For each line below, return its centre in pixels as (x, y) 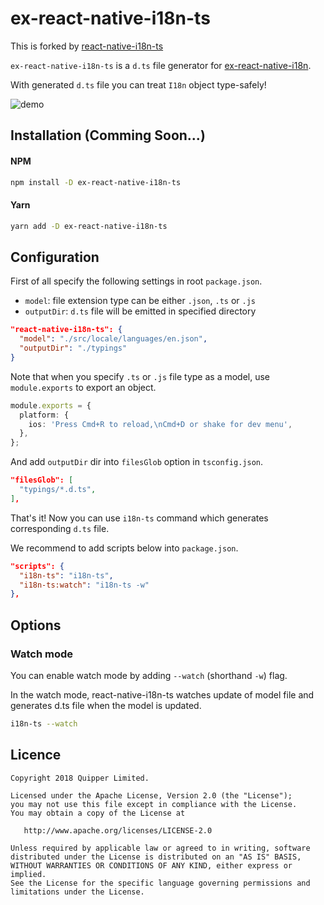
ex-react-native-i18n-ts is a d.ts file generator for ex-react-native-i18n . (161, 65)
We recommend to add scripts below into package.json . (124, 548)
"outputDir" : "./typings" (73, 348)
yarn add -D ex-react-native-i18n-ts (89, 226)
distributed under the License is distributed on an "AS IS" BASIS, (156, 857)
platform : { (44, 415)
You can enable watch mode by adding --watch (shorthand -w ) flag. (149, 675)
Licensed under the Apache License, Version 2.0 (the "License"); (151, 795)
